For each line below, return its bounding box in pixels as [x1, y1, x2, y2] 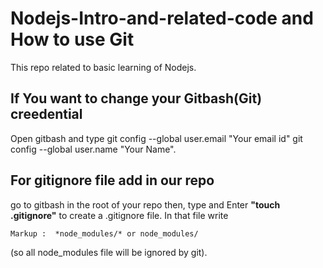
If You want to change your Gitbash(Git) [10, 90, 263, 107]
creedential [10, 106, 83, 123]
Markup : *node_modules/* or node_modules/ [10, 228, 199, 239]
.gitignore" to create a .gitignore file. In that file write [10, 209, 229, 221]
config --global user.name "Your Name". [10, 143, 177, 155]
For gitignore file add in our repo [10, 172, 215, 189]
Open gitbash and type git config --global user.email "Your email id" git [10, 132, 303, 144]
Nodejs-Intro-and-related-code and [10, 7, 314, 30]
